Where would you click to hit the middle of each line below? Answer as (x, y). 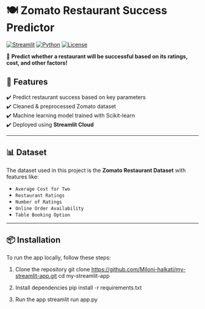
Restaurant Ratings (40, 195)
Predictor (31, 28)
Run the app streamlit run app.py (56, 300)
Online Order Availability (49, 208)
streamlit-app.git (36, 276)
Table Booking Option (42, 215)
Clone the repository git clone (52, 269)
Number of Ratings (38, 202)
